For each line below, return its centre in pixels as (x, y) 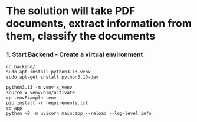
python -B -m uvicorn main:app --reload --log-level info (79, 114)
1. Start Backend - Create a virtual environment (75, 54)
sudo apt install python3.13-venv (49, 72)
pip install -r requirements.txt (47, 103)
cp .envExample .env (32, 98)
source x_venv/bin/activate (41, 93)
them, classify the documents (81, 36)
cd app (14, 108)
